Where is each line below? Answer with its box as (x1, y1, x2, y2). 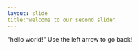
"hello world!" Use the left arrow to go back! (7, 35, 133, 43)
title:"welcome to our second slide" (7, 16, 116, 23)
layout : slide (7, 10, 48, 17)
